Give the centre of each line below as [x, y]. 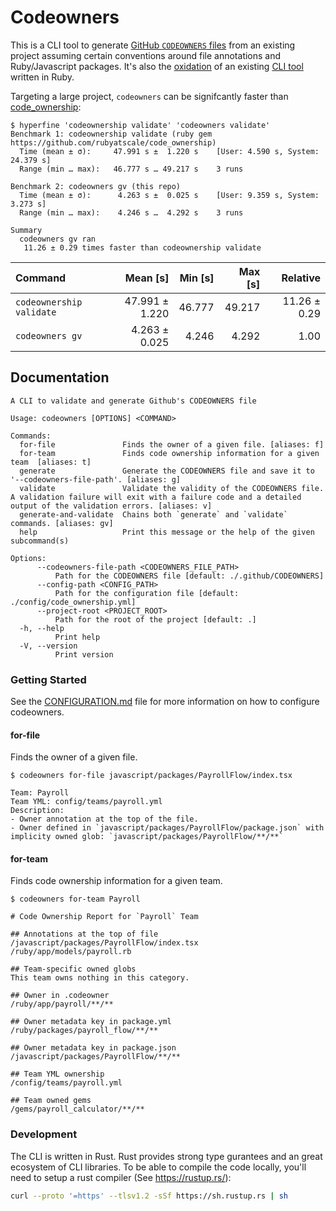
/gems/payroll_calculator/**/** [77, 1109]
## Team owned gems [51, 1101]
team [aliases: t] [51, 462]
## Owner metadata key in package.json [93, 1048]
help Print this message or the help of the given [167, 532]
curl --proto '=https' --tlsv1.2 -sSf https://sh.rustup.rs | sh [149, 1196]
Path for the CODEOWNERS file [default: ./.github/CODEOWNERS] [189, 576]
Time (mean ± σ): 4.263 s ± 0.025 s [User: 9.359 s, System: [169, 195]
